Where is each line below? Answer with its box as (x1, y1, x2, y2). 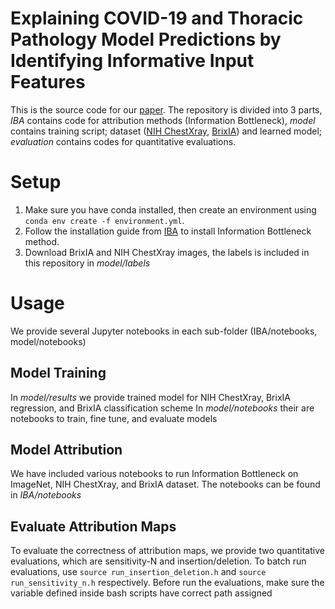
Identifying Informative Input (10, 50, 255, 72)
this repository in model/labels (24, 257, 151, 269)
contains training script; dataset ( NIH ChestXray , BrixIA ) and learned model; (10, 125, 323, 137)
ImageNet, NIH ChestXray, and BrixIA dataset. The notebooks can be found (10, 478, 321, 491)
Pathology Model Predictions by (10, 28, 282, 51)
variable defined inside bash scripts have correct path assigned (10, 587, 273, 599)
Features (10, 71, 86, 94)
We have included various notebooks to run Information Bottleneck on (10, 468, 299, 480)
